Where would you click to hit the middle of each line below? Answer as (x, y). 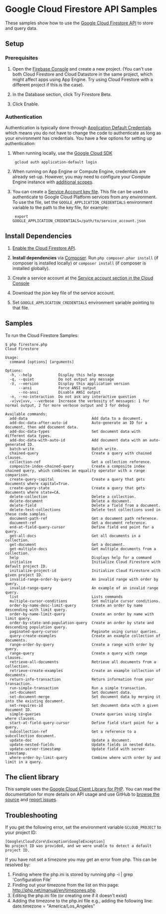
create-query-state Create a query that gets (77, 488)
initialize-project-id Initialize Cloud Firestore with (85, 571)
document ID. (19, 710)
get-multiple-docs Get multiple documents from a (83, 549)
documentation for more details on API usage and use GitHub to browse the (83, 794)
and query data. (21, 28)
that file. (21, 308)
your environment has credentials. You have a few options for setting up (79, 138)
